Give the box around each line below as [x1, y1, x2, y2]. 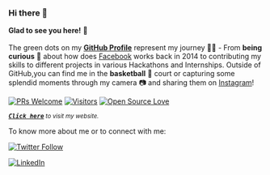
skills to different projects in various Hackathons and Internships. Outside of [8, 60, 261, 70]
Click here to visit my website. [8, 113, 99, 121]
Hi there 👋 [8, 7, 49, 19]
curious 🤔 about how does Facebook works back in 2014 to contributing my [8, 52, 261, 62]
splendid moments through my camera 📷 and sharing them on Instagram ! [8, 78, 255, 87]
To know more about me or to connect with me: [8, 126, 167, 136]
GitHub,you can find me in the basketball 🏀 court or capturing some [8, 69, 235, 79]
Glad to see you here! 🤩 [8, 26, 88, 36]
